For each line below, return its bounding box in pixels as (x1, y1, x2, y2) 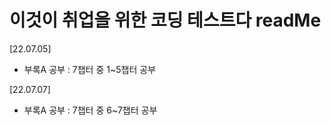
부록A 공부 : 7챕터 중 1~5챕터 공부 (23, 63, 156, 75)
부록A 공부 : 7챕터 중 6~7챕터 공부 (23, 104, 158, 116)
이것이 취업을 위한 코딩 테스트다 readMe (9, 9, 322, 32)
